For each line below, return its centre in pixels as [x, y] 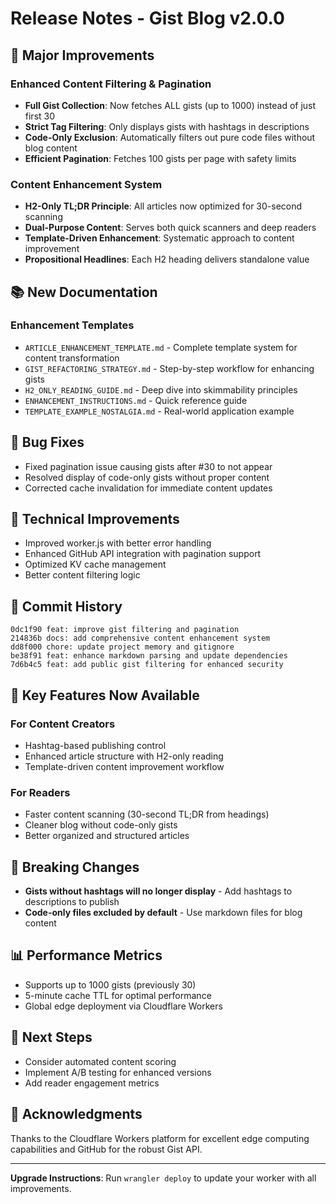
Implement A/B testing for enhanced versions [118, 1072]
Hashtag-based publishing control [95, 745]
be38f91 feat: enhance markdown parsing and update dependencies [149, 656]
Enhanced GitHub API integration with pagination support [143, 554]
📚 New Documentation [84, 292]
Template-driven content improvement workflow [124, 766]
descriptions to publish [72, 902]
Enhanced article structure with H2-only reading [124, 756]
